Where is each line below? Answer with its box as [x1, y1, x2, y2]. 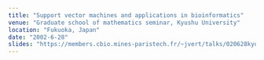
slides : [8, 41, 34, 48]
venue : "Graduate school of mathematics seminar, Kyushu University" [8, 19, 241, 26]
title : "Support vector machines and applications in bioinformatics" [8, 11, 244, 19]
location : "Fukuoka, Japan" [8, 26, 101, 34]
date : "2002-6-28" [8, 33, 68, 41]
